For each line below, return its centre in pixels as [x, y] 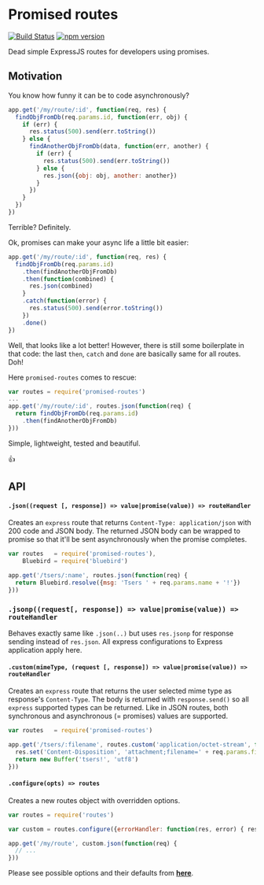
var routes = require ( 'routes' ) [61, 815]
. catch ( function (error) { [65, 301]
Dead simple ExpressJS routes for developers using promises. [109, 51]
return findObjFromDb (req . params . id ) [77, 414]
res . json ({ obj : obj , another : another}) [110, 176]
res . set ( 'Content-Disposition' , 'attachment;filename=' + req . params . [133, 752]
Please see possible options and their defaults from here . [101, 873]
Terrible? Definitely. [40, 227]
